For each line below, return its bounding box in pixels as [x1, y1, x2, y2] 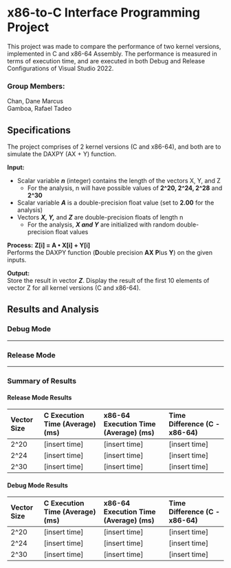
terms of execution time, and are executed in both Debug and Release [7, 56, 205, 65]
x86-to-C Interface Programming [7, 5, 201, 21]
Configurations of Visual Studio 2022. [7, 64, 114, 72]
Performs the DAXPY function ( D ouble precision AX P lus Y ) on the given [7, 249, 213, 257]
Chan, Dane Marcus [7, 97, 64, 105]
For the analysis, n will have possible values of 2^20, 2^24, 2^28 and [27, 184, 223, 192]
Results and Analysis [7, 304, 100, 315]
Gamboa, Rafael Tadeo [7, 105, 72, 113]
